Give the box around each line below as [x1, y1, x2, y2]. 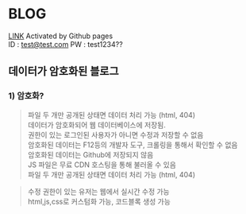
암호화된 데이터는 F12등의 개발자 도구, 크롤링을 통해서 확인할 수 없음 [27, 140, 238, 150]
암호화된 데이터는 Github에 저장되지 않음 [27, 150, 154, 159]
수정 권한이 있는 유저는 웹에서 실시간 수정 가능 [27, 186, 170, 196]
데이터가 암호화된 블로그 [8, 64, 119, 78]
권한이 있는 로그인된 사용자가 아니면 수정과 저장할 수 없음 [27, 130, 204, 139]
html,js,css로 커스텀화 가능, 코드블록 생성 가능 [27, 196, 171, 206]
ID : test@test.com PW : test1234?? [8, 39, 123, 49]
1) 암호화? [8, 91, 44, 102]
